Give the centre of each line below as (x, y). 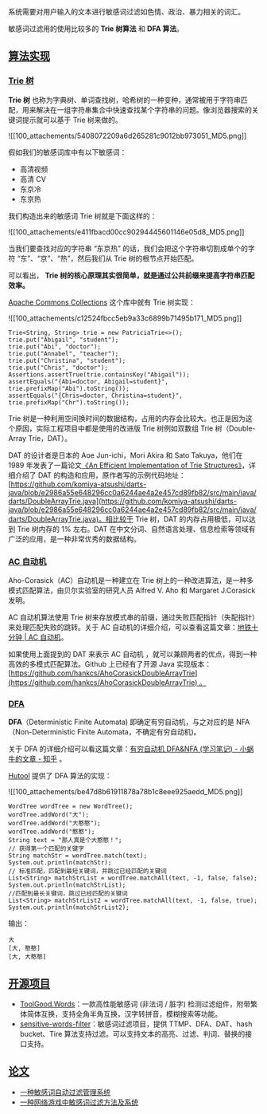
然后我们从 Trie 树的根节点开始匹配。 (137, 258)
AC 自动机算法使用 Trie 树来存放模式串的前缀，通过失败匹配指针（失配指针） (132, 617)
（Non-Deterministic (42, 732)
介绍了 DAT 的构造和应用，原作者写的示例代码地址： (101, 475)
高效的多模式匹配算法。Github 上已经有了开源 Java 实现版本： (110, 663)
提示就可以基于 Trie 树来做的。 (72, 120)
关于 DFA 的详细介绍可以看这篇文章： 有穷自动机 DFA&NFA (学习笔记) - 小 (128, 749)
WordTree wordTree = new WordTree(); (71, 807)
